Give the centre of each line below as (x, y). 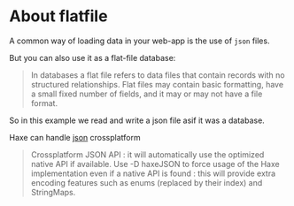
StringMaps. (53, 192)
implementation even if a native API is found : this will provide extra (153, 173)
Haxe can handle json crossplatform (75, 137)
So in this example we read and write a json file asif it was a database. (137, 120)
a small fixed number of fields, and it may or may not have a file (147, 94)
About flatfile (58, 16)
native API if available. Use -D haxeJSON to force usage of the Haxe (155, 164)
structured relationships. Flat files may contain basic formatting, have (157, 84)
